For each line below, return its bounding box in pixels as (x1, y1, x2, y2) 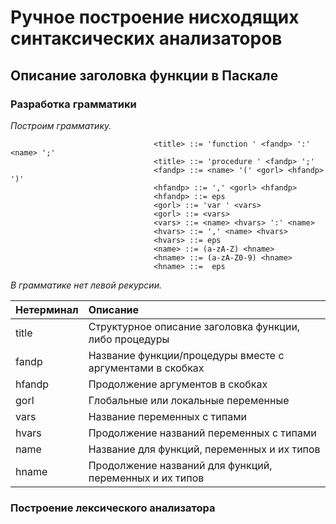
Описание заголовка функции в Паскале (10, 67, 279, 84)
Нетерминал (15, 302, 79, 316)
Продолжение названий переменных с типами (88, 426, 317, 440)
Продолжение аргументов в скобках (88, 377, 268, 391)
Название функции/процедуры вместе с (88, 348, 285, 362)
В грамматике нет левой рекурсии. (10, 279, 162, 291)
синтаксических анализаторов (10, 27, 283, 50)
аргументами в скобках (88, 361, 205, 375)
